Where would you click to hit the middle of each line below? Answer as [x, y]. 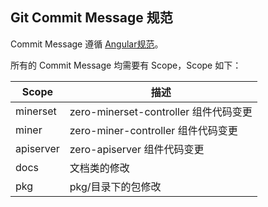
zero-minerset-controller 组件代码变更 [161, 111]
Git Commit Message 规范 [91, 18]
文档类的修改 [99, 168]
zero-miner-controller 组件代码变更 [153, 130]
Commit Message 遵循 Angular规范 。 [87, 44]
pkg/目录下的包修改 [115, 186]
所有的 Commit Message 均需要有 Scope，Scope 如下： [126, 65]
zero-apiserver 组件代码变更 [137, 149]
